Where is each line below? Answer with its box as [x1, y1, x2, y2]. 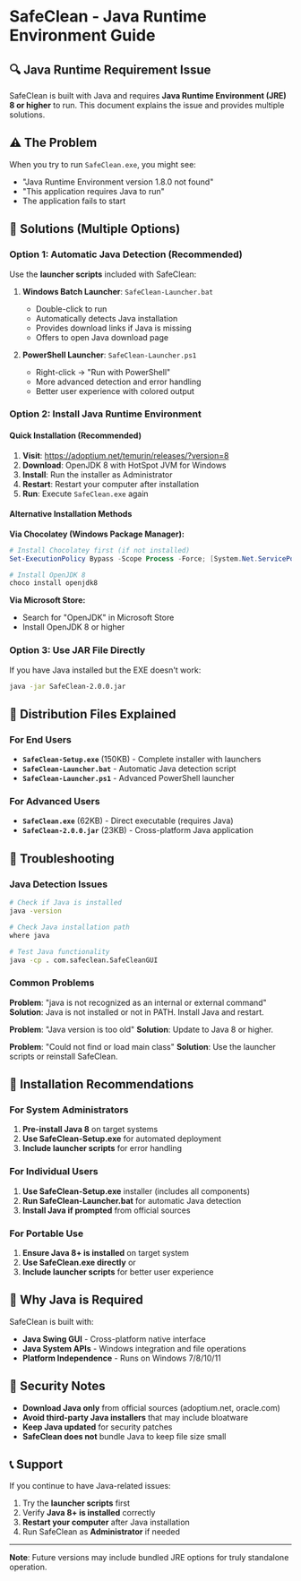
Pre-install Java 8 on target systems [21, 1124, 159, 1135]
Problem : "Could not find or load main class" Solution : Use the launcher [9, 1041, 276, 1052]
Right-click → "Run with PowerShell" [35, 366, 171, 377]
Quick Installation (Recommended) [9, 430, 142, 441]
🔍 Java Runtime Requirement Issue [9, 62, 211, 77]
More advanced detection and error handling [35, 376, 202, 387]
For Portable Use [9, 1227, 83, 1240]
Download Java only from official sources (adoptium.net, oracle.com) [21, 1402, 280, 1413]
